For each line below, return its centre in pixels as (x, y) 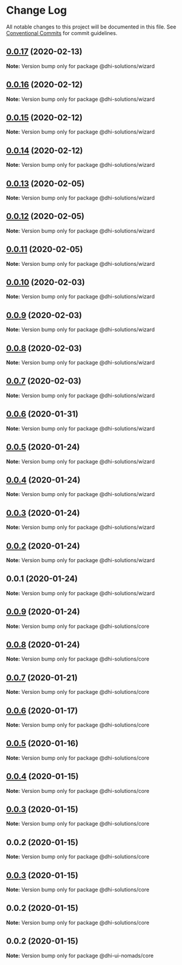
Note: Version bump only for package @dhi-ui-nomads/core (80, 956)
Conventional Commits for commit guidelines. (62, 33)
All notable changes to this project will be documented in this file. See (91, 27)
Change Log (36, 10)
